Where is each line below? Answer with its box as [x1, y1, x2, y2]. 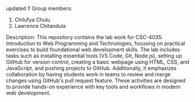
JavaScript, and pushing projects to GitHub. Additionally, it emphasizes [6, 65, 177, 72]
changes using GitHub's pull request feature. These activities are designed [6, 77, 186, 84]
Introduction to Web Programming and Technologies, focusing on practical [6, 40, 186, 47]
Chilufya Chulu [14, 16, 51, 23]
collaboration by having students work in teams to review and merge [6, 71, 171, 78]
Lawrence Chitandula [14, 23, 66, 29]
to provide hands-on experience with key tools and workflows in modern [6, 83, 181, 90]
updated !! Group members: [6, 5, 73, 12]
